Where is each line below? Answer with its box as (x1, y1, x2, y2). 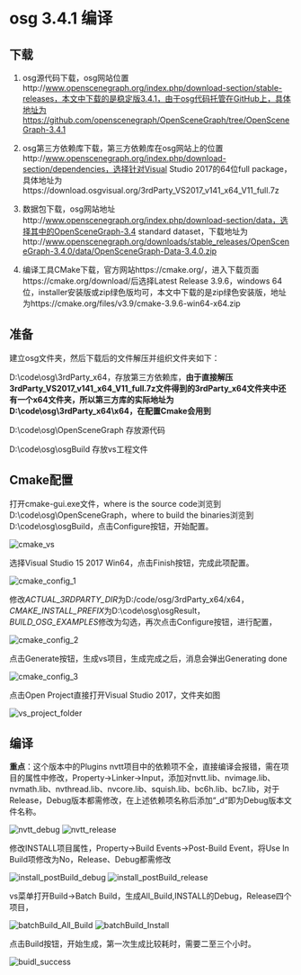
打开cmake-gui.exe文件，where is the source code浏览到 (9, 498, 222, 509)
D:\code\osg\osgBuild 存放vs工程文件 (9, 443, 148, 455)
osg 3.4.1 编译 (9, 8, 113, 29)
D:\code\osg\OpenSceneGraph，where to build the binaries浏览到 (9, 510, 254, 520)
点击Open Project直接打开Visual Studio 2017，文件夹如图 (9, 690, 221, 700)
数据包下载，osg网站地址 (22, 203, 116, 214)
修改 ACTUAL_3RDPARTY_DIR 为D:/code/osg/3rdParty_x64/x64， (9, 593, 249, 604)
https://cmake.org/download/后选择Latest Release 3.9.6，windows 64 (22, 275, 283, 286)
